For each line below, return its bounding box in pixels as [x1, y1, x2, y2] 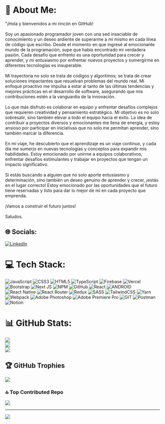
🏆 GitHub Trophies [5, 362, 65, 370]
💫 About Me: [5, 4, 57, 16]
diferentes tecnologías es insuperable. [5, 62, 82, 68]
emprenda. [5, 192, 27, 198]
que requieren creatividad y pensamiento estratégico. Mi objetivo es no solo [5, 109, 159, 115]
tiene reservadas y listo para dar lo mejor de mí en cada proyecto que [5, 187, 146, 193]
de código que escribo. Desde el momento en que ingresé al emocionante [5, 41, 155, 47]
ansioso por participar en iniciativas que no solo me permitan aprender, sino [5, 125, 159, 131]
